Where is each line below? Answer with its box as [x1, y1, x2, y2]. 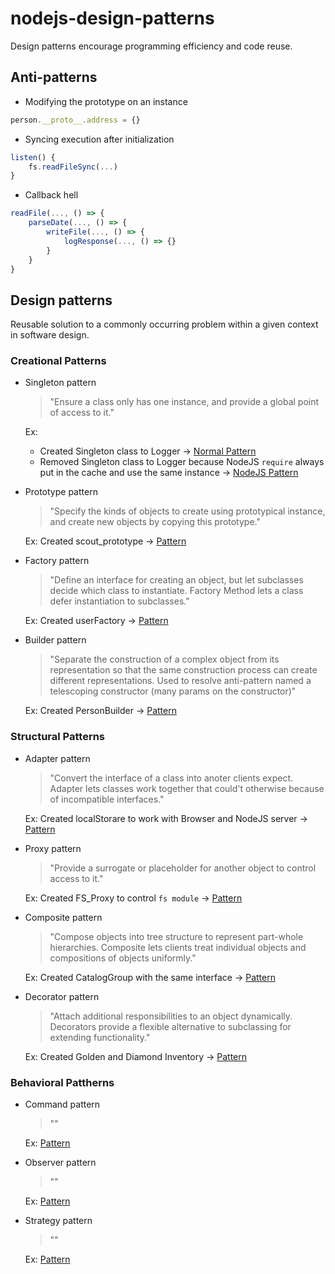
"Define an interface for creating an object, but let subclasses [49, 574, 304, 586]
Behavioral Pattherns [10, 1075, 115, 1089]
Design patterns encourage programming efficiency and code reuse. [10, 40, 293, 52]
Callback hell [24, 189, 79, 201]
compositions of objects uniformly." [49, 952, 197, 964]
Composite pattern [24, 911, 103, 923]
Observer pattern [24, 1157, 97, 1169]
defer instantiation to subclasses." [49, 595, 190, 607]
